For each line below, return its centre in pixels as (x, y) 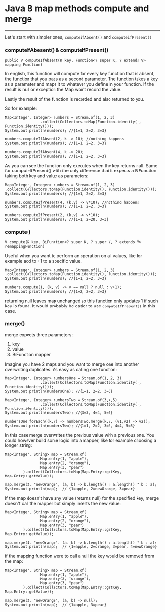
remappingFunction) (25, 246)
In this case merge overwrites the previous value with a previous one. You (80, 435)
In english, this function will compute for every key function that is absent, (80, 74)
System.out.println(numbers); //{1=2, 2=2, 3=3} (56, 291)
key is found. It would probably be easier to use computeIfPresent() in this (80, 306)
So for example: (21, 108)
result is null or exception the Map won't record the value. (63, 90)
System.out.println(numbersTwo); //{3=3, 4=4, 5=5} (59, 413)
